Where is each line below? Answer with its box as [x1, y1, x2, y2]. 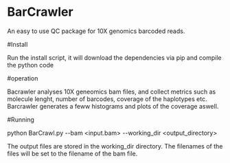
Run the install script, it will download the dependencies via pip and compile [7, 53, 222, 62]
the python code [7, 61, 54, 69]
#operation [7, 74, 38, 83]
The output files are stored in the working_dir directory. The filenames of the [7, 142, 223, 150]
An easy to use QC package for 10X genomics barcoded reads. [7, 27, 185, 35]
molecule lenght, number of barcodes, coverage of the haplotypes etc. [7, 94, 207, 103]
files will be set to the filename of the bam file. [7, 149, 138, 157]
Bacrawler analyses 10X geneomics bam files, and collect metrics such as [7, 87, 216, 96]
